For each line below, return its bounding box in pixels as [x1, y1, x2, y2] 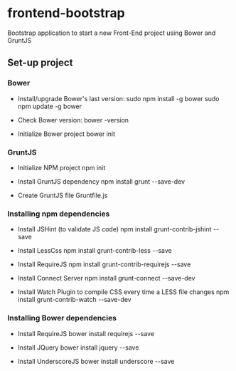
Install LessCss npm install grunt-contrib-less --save [17, 246, 172, 255]
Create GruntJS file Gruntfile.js [17, 191, 108, 199]
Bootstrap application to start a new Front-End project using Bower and [7, 28, 216, 37]
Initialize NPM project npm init [17, 163, 106, 172]
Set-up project [7, 57, 73, 69]
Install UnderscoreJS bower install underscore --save [17, 357, 175, 365]
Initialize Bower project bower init [17, 130, 116, 138]
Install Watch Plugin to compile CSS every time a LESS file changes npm [17, 288, 230, 296]
